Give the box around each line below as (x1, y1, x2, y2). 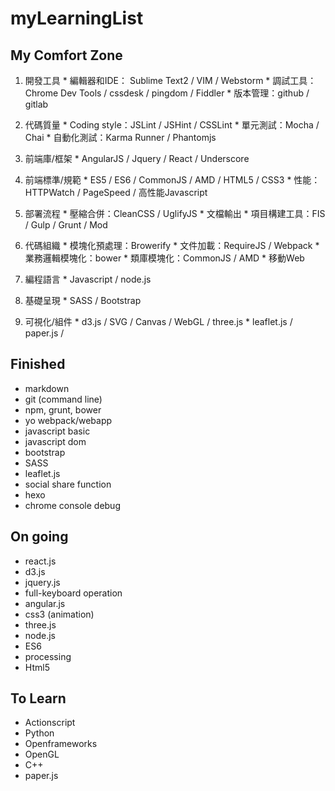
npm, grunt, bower (24, 403, 102, 416)
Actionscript (24, 717, 76, 729)
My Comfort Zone (10, 47, 123, 64)
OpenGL (24, 748, 60, 761)
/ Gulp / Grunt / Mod (24, 219, 108, 231)
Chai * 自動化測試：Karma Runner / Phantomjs (24, 132, 217, 143)
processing (24, 650, 72, 662)
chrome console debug (24, 499, 121, 511)
